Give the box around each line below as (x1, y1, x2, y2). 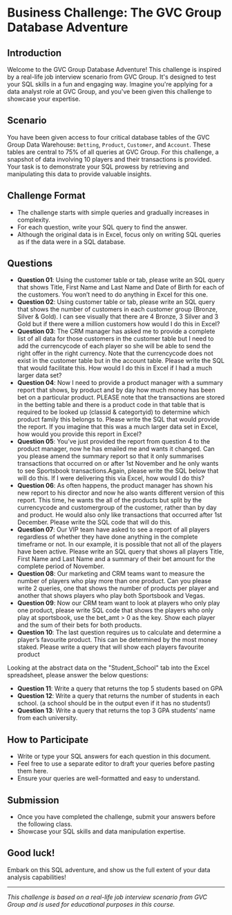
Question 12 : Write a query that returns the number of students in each (17, 692, 220, 700)
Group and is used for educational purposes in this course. (7, 900, 175, 908)
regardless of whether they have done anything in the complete (17, 533, 198, 541)
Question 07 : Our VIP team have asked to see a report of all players (17, 525, 211, 534)
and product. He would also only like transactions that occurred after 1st (17, 511, 222, 519)
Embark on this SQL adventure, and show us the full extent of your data (7, 865, 211, 874)
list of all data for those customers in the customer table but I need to (17, 334, 214, 343)
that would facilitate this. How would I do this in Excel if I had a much (17, 364, 213, 372)
